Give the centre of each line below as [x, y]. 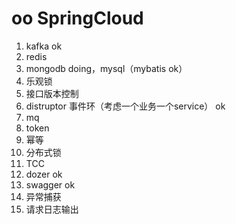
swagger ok [50, 184]
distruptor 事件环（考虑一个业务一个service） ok [125, 106]
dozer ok [44, 174]
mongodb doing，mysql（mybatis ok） [106, 68]
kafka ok [44, 46]
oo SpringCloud [77, 18]
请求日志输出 [52, 209]
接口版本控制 [52, 93]
